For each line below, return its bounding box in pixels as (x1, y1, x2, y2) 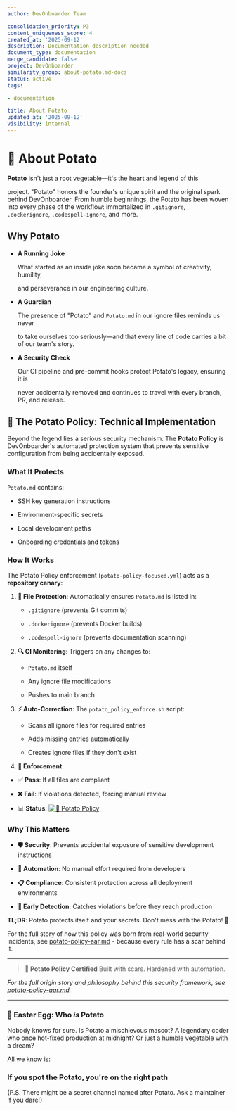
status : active (7, 75, 52, 82)
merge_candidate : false (7, 56, 77, 63)
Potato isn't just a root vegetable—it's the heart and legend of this (7, 174, 199, 182)
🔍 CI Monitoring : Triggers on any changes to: (17, 647, 151, 656)
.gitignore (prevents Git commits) (27, 606, 128, 614)
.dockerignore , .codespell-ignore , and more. (7, 210, 138, 218)
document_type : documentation (7, 49, 96, 56)
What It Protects (7, 467, 65, 477)
